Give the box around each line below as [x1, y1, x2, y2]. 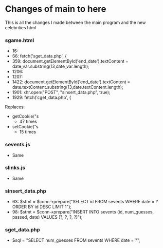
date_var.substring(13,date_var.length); [12, 63, 90, 69]
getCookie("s [12, 114, 39, 119]
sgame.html [5, 37, 34, 43]
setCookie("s [12, 124, 39, 130]
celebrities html [5, 24, 36, 30]
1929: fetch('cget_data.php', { [12, 95, 72, 100]
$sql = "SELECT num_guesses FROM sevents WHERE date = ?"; [12, 237, 141, 243]
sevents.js [5, 141, 31, 148]
